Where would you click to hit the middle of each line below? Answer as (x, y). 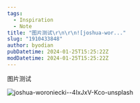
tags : (15, 13)
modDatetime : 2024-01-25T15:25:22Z (58, 58)
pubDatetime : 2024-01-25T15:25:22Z (58, 52)
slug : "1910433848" (35, 39)
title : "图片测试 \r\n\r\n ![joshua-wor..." (67, 33)
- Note (23, 26)
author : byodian (30, 45)
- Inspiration (33, 20)
